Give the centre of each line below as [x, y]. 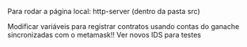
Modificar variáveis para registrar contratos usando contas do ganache [123, 26]
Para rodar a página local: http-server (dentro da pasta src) [104, 11]
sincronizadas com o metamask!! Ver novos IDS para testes [104, 35]
